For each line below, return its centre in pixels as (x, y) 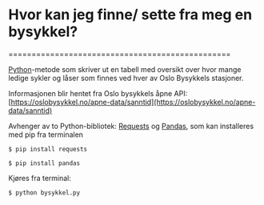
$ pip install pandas (44, 163)
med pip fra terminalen (46, 135)
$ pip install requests (48, 149)
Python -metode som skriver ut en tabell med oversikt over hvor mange (125, 69)
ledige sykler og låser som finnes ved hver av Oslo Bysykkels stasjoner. (126, 78)
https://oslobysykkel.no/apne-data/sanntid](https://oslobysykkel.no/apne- (133, 102)
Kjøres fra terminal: (40, 178)
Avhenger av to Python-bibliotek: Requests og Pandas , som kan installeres (131, 126)
